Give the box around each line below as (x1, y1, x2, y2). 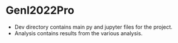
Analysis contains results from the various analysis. (14, 29, 143, 36)
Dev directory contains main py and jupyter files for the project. (14, 23, 173, 30)
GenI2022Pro (5, 4, 74, 17)
